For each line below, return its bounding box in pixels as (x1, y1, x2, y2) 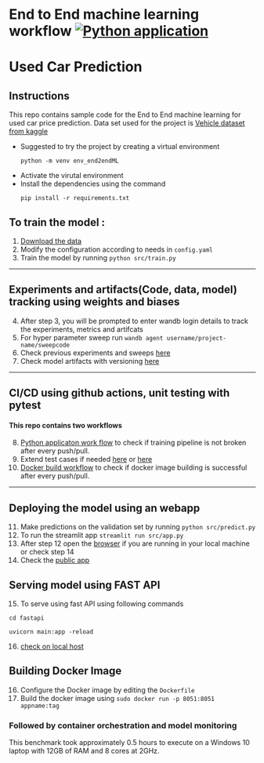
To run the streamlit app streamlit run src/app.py (20, 531, 184, 540)
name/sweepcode (20, 341, 71, 349)
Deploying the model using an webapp (9, 501, 201, 514)
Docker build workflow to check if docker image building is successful (20, 463, 248, 472)
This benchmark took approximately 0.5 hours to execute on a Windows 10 (9, 738, 250, 747)
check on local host (20, 641, 85, 652)
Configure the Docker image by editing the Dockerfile (20, 685, 195, 695)
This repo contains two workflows (9, 420, 122, 430)
